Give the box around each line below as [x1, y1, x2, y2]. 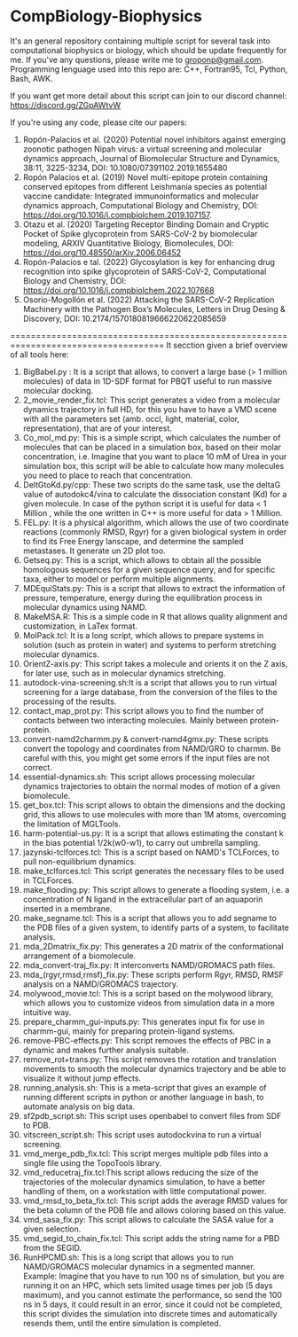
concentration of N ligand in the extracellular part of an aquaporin [22, 894, 263, 904]
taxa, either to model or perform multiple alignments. [22, 574, 216, 584]
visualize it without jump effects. [22, 1073, 141, 1083]
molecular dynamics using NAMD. [22, 601, 147, 613]
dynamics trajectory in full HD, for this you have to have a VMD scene [22, 403, 278, 414]
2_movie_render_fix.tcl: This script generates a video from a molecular [22, 395, 281, 405]
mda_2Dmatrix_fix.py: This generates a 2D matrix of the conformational [22, 941, 284, 951]
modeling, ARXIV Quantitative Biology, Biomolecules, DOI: [22, 238, 234, 248]
